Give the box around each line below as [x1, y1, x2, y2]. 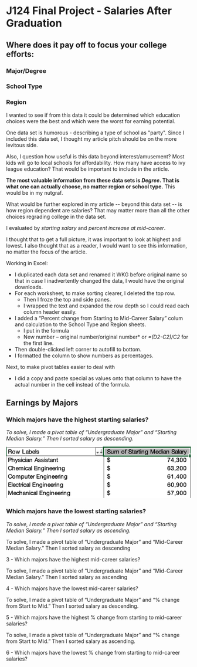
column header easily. [23, 308, 77, 315]
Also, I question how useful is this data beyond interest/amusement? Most [6, 153, 185, 160]
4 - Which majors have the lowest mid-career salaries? [6, 585, 139, 592]
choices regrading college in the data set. [6, 213, 107, 220]
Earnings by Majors [6, 398, 79, 408]
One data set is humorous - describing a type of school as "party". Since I [6, 129, 185, 136]
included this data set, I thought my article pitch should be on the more [6, 135, 177, 142]
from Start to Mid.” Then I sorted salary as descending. [6, 602, 139, 610]
